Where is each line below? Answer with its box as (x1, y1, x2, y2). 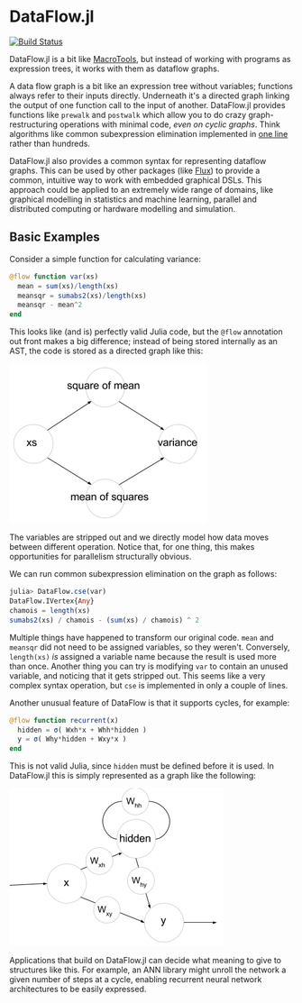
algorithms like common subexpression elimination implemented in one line (9, 128, 288, 139)
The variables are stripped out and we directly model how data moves (9, 532, 269, 543)
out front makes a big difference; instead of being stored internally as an (9, 336, 278, 347)
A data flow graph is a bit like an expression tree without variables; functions (9, 80, 293, 91)
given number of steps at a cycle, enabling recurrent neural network (9, 974, 262, 985)
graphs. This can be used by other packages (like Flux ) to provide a (9, 165, 261, 176)
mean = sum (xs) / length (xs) (17, 281, 119, 290)
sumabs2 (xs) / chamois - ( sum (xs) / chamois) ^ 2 (9, 615, 200, 625)
